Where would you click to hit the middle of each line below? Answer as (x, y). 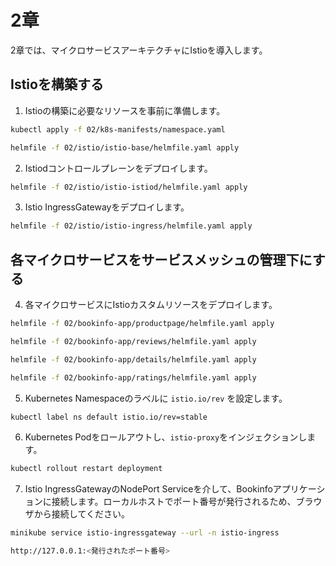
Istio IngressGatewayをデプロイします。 (107, 207)
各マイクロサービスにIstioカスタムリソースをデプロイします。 (151, 305)
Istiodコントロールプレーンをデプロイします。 (118, 168)
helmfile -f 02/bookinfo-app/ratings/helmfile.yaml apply (133, 377)
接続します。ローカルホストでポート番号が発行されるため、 (174, 502)
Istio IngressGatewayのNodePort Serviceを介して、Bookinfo (148, 489)
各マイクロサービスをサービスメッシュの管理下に (161, 259)
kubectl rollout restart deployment (86, 469)
